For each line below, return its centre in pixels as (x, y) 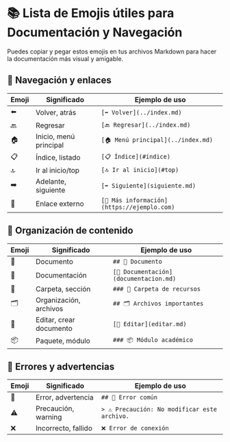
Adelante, (51, 181)
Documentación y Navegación (95, 33)
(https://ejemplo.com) (138, 207)
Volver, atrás (56, 112)
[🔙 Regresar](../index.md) (146, 125)
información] (147, 200)
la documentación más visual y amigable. (65, 58)
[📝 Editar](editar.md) (150, 324)
